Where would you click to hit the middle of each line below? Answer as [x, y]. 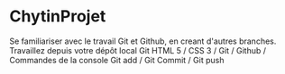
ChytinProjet [58, 16]
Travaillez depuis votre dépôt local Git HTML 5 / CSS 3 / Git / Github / [138, 50]
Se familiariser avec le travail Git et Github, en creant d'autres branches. [143, 41]
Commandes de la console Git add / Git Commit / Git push [117, 60]
